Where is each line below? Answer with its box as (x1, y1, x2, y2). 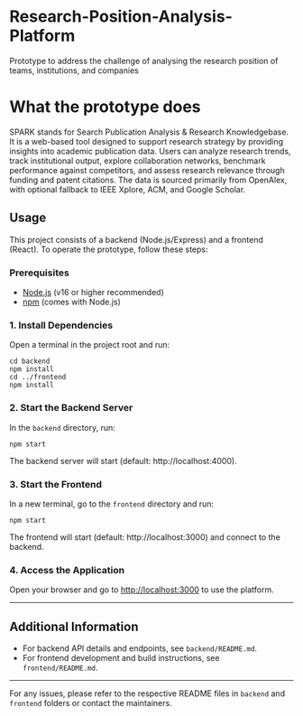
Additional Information (9, 618, 139, 634)
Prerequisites (9, 266, 69, 279)
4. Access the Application (9, 563, 124, 576)
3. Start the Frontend (9, 478, 102, 490)
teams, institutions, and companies (9, 65, 140, 76)
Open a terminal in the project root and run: (9, 339, 170, 350)
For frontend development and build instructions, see (22, 652, 220, 663)
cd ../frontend (9, 373, 67, 382)
